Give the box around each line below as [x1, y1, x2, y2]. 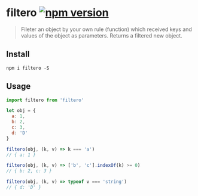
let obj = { [6, 108, 36, 114]
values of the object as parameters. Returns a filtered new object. [20, 32, 182, 39]
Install [6, 49, 30, 60]
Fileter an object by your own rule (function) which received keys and [20, 26, 193, 33]
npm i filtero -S [6, 65, 50, 71]
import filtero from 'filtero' [6, 97, 84, 103]
